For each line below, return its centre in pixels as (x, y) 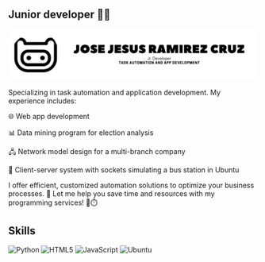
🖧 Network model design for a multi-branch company (97, 152)
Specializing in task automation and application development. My (114, 93)
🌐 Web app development (49, 117)
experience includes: (42, 101)
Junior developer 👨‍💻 (60, 15)
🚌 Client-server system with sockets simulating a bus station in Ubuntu (124, 170)
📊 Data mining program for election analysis (81, 133)
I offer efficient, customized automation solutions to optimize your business (131, 185)
